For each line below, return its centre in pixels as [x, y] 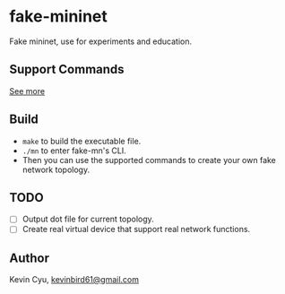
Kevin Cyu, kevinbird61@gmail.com [74, 280]
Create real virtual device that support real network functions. [136, 229]
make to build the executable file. [82, 141]
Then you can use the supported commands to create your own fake [149, 160]
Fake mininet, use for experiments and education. [101, 41]
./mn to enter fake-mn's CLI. [74, 151]
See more [27, 91]
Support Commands [67, 69]
